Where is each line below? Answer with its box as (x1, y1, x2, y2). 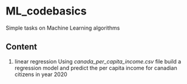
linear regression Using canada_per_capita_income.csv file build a (14, 57, 182, 65)
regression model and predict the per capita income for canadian (14, 64, 177, 71)
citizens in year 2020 (14, 71, 67, 78)
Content (5, 42, 38, 52)
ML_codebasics (5, 4, 87, 18)
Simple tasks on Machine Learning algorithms (5, 24, 120, 31)
